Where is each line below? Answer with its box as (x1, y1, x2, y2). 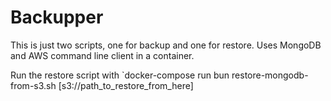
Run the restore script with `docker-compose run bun (10, 69, 230, 81)
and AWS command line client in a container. (10, 49, 195, 61)
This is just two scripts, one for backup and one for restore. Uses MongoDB (10, 39, 322, 51)
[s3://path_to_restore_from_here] (58, 79, 194, 91)
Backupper (10, 6, 104, 29)
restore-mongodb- (231, 69, 309, 81)
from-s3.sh (10, 79, 57, 91)
